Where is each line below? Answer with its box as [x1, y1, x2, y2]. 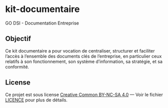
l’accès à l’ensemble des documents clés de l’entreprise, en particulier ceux [5, 53, 162, 59]
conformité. [5, 63, 29, 69]
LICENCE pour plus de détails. [5, 96, 68, 103]
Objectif [5, 34, 31, 43]
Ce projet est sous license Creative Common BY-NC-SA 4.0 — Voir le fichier [5, 91, 163, 97]
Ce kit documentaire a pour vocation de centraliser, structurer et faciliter [5, 47, 155, 53]
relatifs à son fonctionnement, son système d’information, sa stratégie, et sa [5, 58, 162, 64]
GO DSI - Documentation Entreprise [5, 20, 79, 26]
